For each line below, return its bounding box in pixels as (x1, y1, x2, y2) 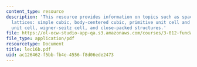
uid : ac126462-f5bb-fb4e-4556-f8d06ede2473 (6, 52, 114, 58)
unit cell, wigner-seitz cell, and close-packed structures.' (11, 24, 167, 31)
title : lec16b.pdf (6, 47, 51, 52)
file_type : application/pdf (6, 36, 75, 41)
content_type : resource (6, 8, 64, 15)
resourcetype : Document (6, 41, 64, 47)
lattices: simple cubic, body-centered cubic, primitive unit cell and (11, 19, 191, 25)
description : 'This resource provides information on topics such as (6, 14, 180, 20)
